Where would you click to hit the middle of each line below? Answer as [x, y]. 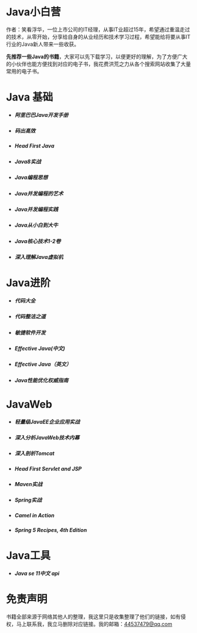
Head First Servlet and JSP [48, 469]
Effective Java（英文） [43, 364]
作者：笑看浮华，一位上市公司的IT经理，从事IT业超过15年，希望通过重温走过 [98, 29]
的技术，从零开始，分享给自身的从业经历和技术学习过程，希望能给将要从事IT [98, 36]
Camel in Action [34, 515]
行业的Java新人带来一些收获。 [43, 44]
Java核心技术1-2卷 [38, 241]
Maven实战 [28, 484]
